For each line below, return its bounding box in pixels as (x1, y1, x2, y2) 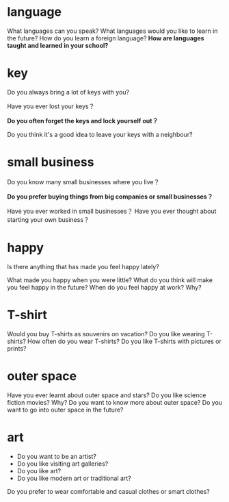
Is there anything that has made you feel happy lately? (7, 262, 159, 271)
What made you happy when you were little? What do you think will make (7, 275, 213, 284)
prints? (7, 344, 27, 353)
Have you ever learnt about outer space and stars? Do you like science (7, 391, 206, 399)
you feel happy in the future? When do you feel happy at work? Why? (7, 283, 202, 291)
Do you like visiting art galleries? (16, 460, 109, 468)
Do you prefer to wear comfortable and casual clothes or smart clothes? (7, 487, 210, 495)
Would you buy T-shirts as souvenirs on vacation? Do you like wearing (7, 329, 205, 338)
